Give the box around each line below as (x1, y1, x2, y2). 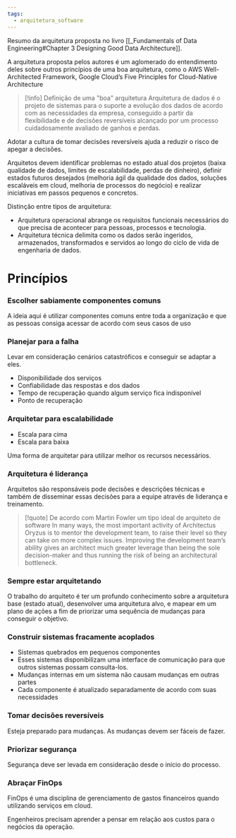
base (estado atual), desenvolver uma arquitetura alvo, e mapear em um (7, 600, 217, 608)
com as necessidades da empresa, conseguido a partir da (24, 109, 194, 117)
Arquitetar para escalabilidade (7, 414, 114, 424)
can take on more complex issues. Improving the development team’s (24, 535, 226, 544)
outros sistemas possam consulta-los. (17, 663, 128, 672)
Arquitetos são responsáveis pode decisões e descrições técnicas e (7, 485, 206, 493)
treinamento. (7, 499, 44, 508)
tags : (7, 10, 23, 18)
